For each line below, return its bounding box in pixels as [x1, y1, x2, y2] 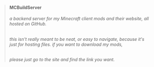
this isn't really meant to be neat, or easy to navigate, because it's [9, 36, 145, 42]
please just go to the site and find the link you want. [9, 57, 115, 63]
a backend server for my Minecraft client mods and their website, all [9, 16, 149, 22]
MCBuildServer [9, 4, 42, 10]
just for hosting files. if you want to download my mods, [9, 41, 123, 47]
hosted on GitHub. [9, 21, 47, 27]
